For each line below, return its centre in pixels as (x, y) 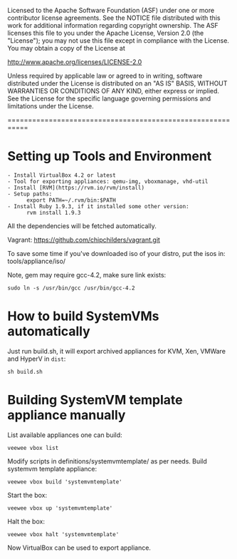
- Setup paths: (30, 194)
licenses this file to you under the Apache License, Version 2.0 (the (106, 33)
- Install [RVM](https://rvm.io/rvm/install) (76, 188)
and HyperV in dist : (37, 359)
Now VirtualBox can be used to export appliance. (79, 548)
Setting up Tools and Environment (110, 157)
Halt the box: (26, 521)
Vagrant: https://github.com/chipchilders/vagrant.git (84, 240)
